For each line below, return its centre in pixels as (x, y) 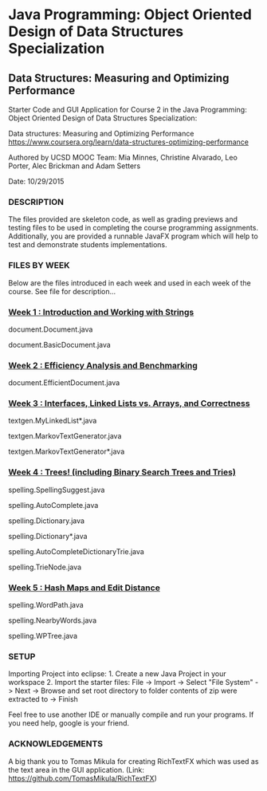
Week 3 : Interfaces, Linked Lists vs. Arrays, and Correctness (129, 403)
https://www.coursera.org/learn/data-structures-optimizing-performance (129, 142)
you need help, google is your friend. (69, 723)
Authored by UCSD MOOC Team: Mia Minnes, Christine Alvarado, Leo (123, 157)
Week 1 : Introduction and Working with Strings (101, 312)
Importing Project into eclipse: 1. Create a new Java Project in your (117, 674)
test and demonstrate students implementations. (88, 245)
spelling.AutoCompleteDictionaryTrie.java (77, 551)
